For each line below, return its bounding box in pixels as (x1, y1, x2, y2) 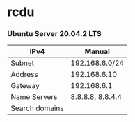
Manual (84, 46, 110, 56)
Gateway (10, 81, 40, 91)
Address (10, 70, 38, 80)
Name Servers (10, 92, 58, 102)
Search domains (10, 103, 64, 113)
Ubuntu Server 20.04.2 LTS (7, 29, 102, 39)
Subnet (10, 58, 35, 68)
